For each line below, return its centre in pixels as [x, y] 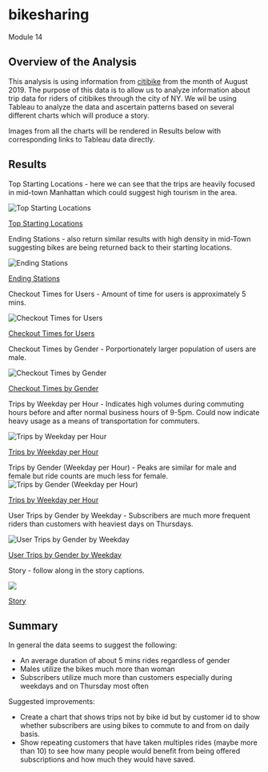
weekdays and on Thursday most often [84, 686]
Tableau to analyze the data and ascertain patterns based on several [121, 106]
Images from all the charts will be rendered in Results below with [115, 130]
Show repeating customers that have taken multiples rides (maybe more [138, 742]
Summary [33, 626]
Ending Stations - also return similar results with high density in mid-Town [130, 238]
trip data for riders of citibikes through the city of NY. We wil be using [123, 98]
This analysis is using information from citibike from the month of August [128, 81]
